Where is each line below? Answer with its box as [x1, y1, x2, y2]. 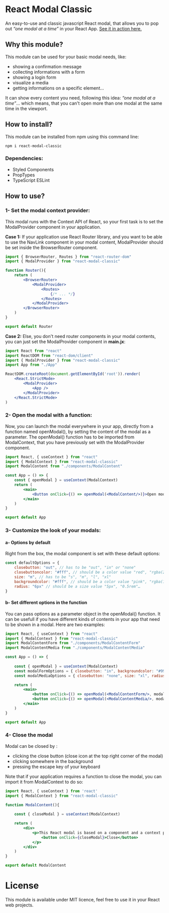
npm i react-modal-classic [5, 143, 62, 149]
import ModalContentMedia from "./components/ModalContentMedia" [5, 645, 145, 650]
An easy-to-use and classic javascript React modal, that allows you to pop [5, 20, 159, 26]
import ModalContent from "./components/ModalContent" [5, 464, 123, 469]
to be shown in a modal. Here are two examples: [5, 621, 105, 628]
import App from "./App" [5, 362, 57, 367]
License [5, 880, 39, 891]
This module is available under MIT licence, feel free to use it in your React [5, 897, 160, 903]
